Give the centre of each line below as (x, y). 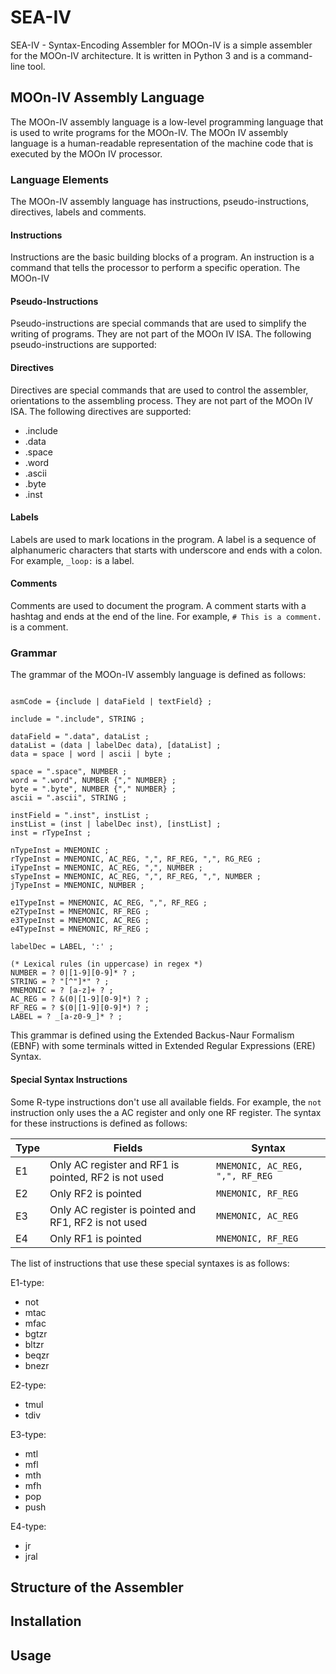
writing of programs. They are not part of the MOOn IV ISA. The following (161, 334)
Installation (46, 1621)
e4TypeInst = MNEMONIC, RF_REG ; (80, 929)
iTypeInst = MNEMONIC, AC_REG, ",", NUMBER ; (106, 868)
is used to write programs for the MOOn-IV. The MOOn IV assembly (149, 132)
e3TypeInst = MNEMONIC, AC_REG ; (80, 921)
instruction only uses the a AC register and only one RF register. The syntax (166, 1112)
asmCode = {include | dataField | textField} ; (111, 702)
